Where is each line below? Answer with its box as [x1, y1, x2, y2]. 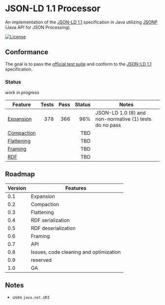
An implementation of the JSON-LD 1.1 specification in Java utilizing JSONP [5, 19, 158, 25]
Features [65, 185, 87, 191]
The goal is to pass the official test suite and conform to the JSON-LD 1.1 [5, 61, 152, 67]
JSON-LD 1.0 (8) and [95, 110, 146, 117]
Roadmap [5, 170, 35, 179]
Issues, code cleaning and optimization [31, 248, 121, 255]
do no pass [95, 122, 121, 129]
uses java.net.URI [12, 294, 50, 300]
